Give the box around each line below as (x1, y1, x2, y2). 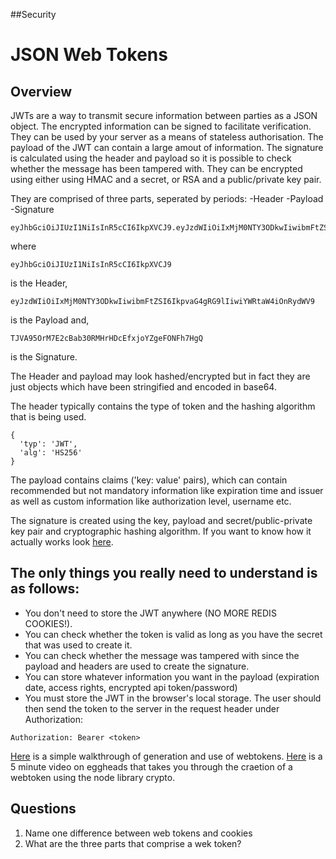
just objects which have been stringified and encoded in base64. (10, 381, 277, 393)
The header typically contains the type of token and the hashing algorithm (10, 400, 316, 412)
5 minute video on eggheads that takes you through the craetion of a (10, 760, 293, 773)
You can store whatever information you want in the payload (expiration (24, 670, 320, 683)
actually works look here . (10, 536, 114, 548)
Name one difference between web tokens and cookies (24, 827, 253, 839)
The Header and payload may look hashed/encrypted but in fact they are (10, 370, 311, 382)
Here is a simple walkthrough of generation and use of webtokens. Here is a (10, 750, 323, 762)
